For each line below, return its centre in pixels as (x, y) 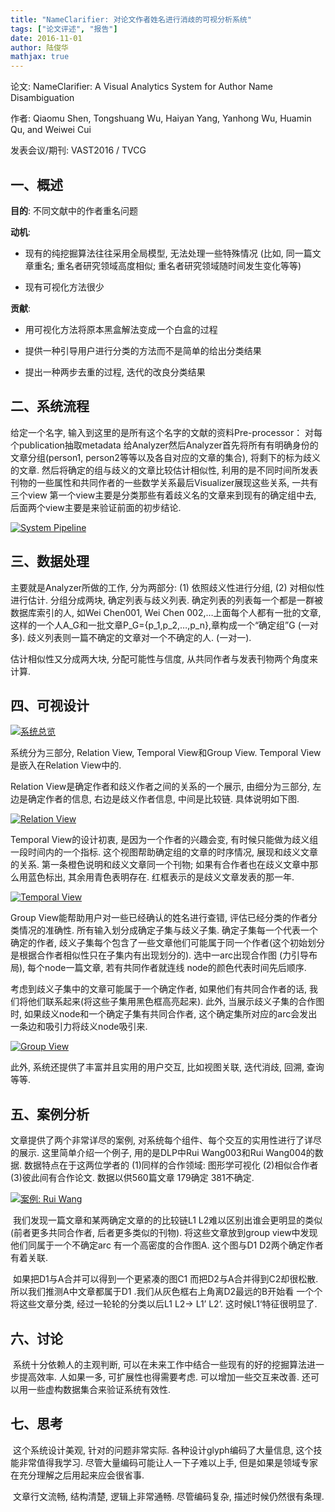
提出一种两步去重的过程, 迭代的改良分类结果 (115, 372)
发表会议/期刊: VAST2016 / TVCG (78, 150)
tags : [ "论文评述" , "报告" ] (64, 29)
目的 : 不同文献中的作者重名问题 (74, 210)
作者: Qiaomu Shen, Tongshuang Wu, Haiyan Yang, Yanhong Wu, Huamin (161, 118)
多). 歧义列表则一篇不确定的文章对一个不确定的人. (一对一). (131, 637)
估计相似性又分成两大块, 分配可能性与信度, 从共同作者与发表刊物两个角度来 (164, 658)
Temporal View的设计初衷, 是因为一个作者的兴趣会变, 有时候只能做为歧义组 (164, 840)
